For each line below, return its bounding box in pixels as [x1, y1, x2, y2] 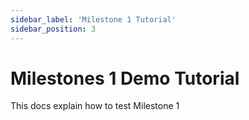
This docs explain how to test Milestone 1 [10, 100, 180, 112]
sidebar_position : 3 [10, 24, 97, 34]
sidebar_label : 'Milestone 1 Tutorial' [10, 14, 177, 25]
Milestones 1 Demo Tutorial [10, 67, 240, 90]
